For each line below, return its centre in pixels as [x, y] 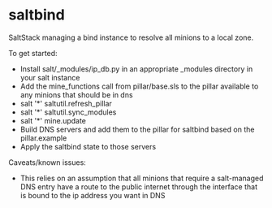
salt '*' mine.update [53, 120]
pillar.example [43, 138]
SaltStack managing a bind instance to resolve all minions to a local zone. [131, 37]
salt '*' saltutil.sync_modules [68, 112]
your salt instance [50, 77]
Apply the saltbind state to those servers [88, 146]
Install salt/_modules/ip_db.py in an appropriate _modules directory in [136, 69]
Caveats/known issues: [47, 162]
